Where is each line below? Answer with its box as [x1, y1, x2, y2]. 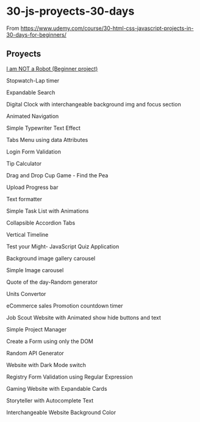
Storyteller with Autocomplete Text [6, 396, 94, 404]
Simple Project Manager [6, 325, 67, 333]
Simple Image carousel [6, 266, 64, 273]
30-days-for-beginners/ [6, 31, 67, 38]
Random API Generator [6, 349, 64, 357]
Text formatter [6, 195, 43, 202]
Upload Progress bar [6, 183, 59, 191]
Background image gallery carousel [6, 254, 96, 262]
